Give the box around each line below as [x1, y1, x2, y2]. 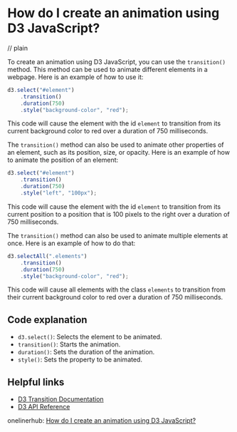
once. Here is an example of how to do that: [7, 239, 136, 247]
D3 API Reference [17, 403, 70, 411]
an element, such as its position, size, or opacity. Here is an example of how [7, 148, 230, 157]
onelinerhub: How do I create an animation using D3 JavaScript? [7, 416, 196, 425]
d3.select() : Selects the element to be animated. [17, 333, 162, 341]
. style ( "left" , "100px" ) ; [20, 190, 98, 197]
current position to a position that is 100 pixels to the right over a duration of [7, 210, 230, 218]
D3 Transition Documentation [17, 395, 105, 403]
